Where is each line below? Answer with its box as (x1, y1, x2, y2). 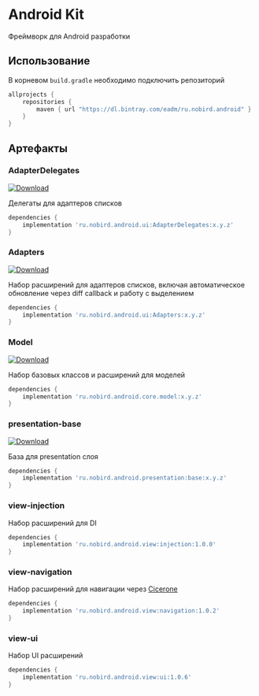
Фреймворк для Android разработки (8, 31, 131, 41)
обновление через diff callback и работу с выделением (8, 288, 194, 298)
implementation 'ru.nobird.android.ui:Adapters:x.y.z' (22, 311, 206, 319)
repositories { (22, 98, 72, 106)
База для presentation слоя (8, 451, 98, 461)
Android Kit (8, 6, 84, 24)
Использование (8, 54, 91, 68)
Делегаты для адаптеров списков (8, 198, 122, 208)
